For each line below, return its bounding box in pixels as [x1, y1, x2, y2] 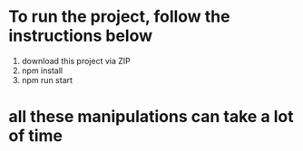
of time [8, 126, 64, 146]
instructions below [8, 25, 153, 46]
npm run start [21, 74, 73, 85]
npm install [21, 65, 64, 76]
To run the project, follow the [8, 6, 230, 27]
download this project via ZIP [21, 55, 131, 66]
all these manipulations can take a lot [8, 107, 294, 127]
